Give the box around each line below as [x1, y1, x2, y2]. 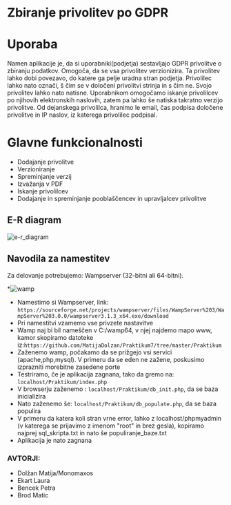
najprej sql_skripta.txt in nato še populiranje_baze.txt [17, 428, 167, 437]
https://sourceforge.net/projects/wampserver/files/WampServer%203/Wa [17, 306, 225, 314]
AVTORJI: [7, 453, 41, 463]
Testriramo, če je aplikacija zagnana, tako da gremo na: [17, 370, 174, 378]
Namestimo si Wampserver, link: [17, 298, 109, 306]
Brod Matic [17, 490, 49, 499]
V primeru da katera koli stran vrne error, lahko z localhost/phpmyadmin [17, 414, 222, 422]
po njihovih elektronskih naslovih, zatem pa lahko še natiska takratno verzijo [7, 96, 223, 104]
